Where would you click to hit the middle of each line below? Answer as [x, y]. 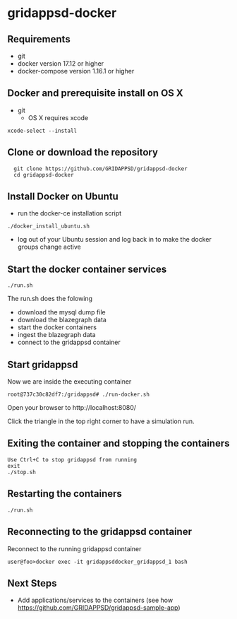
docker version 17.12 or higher [61, 64]
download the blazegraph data [62, 320]
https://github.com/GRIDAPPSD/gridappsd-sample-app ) [99, 608]
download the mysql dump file [61, 312]
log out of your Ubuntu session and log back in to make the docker [114, 240]
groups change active [49, 247]
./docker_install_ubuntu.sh [49, 226]
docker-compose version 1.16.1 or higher [76, 71]
